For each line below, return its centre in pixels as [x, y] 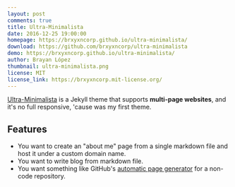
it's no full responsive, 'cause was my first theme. [79, 107]
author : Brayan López [39, 60]
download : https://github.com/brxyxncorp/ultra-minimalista [98, 47]
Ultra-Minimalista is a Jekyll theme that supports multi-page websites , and [117, 99]
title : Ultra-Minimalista [45, 27]
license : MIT [26, 73]
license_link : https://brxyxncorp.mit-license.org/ [85, 79]
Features [27, 129]
